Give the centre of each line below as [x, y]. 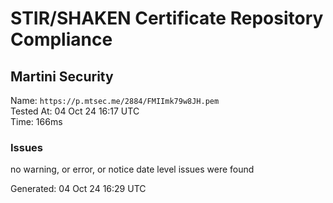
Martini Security [62, 76]
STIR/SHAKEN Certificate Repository [167, 18]
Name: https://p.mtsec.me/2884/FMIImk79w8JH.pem [115, 100]
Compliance [61, 39]
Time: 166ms [36, 121]
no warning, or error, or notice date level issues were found [132, 169]
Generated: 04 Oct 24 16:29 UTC [78, 189]
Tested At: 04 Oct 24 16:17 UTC [75, 111]
